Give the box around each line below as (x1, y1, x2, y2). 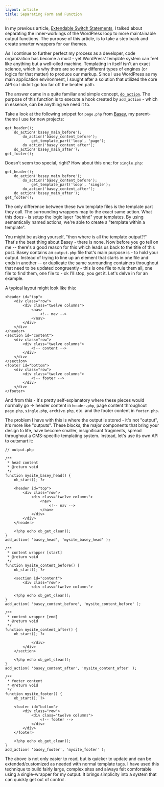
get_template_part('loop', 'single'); (31, 182, 111, 187)
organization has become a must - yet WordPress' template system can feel (5, 55, 158, 61)
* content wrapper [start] (7, 550, 63, 555)
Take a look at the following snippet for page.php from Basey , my (5, 111, 135, 116)
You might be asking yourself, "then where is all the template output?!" (5, 233, 147, 240)
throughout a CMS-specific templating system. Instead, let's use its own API (5, 433, 159, 439)
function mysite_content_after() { (5, 627, 78, 632)
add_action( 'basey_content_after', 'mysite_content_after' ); (5, 666, 137, 671)
